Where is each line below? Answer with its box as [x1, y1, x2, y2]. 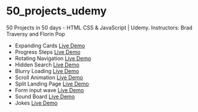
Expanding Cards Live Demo [14, 42, 86, 49]
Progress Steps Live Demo [14, 48, 81, 55]
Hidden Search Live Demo [14, 61, 80, 68]
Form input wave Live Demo [14, 86, 84, 93]
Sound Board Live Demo [14, 93, 75, 100]
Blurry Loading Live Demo [14, 67, 80, 74]
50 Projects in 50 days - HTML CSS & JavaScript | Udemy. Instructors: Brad [6, 24, 193, 31]
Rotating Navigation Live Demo [14, 55, 92, 62]
